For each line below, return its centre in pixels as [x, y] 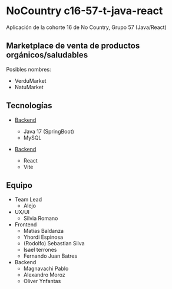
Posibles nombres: [29, 69]
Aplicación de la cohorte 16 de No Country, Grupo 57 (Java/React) [86, 27]
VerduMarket [30, 80]
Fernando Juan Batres [50, 256]
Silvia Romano [41, 218]
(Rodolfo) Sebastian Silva [54, 243]
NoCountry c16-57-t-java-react [85, 11]
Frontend [26, 225]
